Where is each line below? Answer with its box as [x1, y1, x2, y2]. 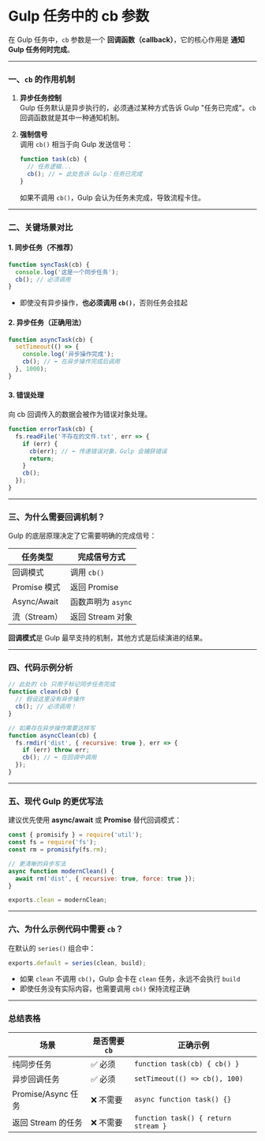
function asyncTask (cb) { [8, 336, 93, 343]
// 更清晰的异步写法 [8, 860, 66, 868]
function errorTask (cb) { [8, 426, 93, 434]
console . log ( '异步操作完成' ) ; [22, 351, 114, 358]
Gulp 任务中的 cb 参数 [8, 7, 150, 25]
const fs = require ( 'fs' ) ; [8, 839, 97, 846]
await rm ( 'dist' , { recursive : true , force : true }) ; [15, 874, 196, 883]
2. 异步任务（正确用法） [8, 317, 86, 327]
